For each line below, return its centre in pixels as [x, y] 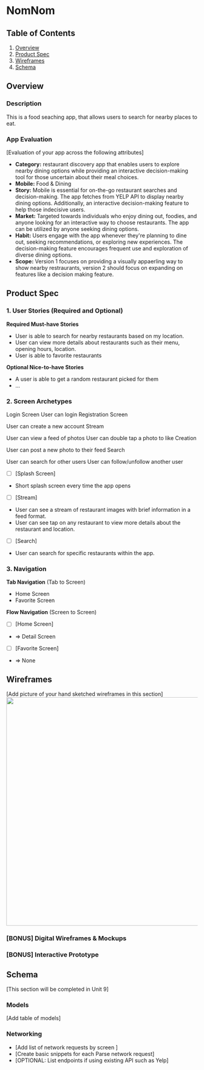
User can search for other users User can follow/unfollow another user [95, 461]
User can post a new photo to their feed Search [66, 450]
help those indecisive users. [50, 209]
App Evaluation [29, 139]
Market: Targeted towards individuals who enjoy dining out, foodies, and [106, 216]
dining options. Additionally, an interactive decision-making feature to [102, 203]
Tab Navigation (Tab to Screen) [46, 582]
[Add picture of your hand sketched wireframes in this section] [85, 694]
